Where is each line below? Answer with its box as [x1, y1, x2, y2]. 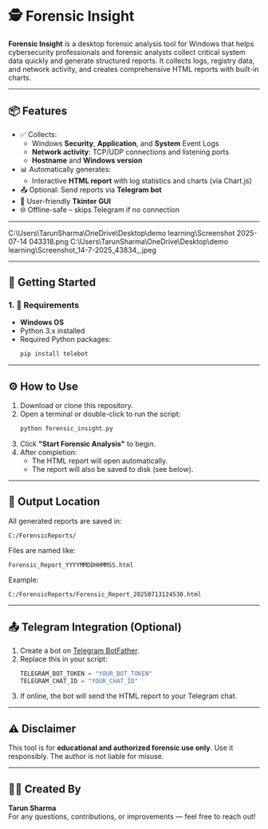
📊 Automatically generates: [19, 164, 112, 174]
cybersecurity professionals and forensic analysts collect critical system [8, 47, 246, 57]
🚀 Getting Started [8, 276, 97, 289]
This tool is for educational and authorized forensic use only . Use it [8, 743, 234, 752]
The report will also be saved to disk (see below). [31, 465, 194, 473]
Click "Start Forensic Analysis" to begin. [19, 439, 156, 448]
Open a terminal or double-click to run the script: [19, 409, 181, 419]
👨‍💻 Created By [8, 782, 81, 796]
